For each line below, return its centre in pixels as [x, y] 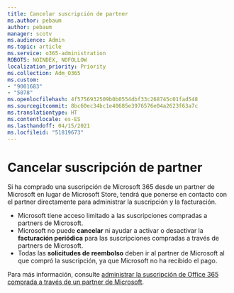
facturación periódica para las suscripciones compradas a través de [118, 239]
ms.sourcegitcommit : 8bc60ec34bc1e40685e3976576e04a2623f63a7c [103, 106]
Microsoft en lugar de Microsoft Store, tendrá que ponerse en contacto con [117, 195]
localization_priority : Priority [57, 67]
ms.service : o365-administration [57, 54]
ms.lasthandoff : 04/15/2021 [49, 126]
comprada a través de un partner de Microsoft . [76, 282]
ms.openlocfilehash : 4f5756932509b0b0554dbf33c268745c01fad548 [103, 100]
